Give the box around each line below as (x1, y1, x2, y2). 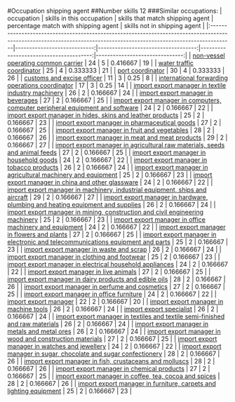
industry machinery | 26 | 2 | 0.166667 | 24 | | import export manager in (7, 88, 213, 97)
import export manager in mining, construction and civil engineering (7, 208, 204, 216)
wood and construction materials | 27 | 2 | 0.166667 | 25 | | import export (7, 335, 217, 343)
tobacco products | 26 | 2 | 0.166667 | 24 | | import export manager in (7, 163, 208, 171)
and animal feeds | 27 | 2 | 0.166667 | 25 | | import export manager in (7, 148, 206, 156)
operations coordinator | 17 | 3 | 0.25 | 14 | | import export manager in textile (7, 81, 227, 89)
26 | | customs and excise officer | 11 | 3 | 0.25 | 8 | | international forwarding (7, 74, 228, 82)
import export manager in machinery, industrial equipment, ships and (7, 186, 207, 194)
